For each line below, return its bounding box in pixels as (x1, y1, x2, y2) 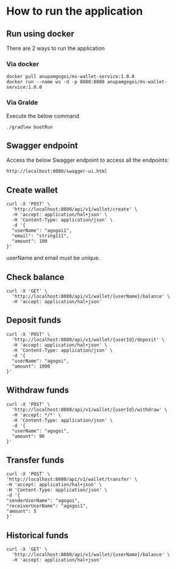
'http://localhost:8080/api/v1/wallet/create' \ (12, 206, 138, 212)
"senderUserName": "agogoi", (6, 498, 80, 504)
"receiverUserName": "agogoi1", (6, 503, 88, 509)
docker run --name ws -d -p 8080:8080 (6, 79, 105, 85)
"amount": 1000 (12, 363, 51, 369)
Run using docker (6, 29, 74, 39)
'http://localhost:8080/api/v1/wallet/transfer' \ (6, 476, 138, 483)
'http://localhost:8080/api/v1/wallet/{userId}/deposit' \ (12, 337, 165, 343)
